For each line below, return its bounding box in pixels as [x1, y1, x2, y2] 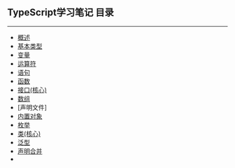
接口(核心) [17, 85, 48, 94]
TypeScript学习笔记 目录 [7, 6, 114, 19]
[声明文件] [17, 103, 48, 111]
